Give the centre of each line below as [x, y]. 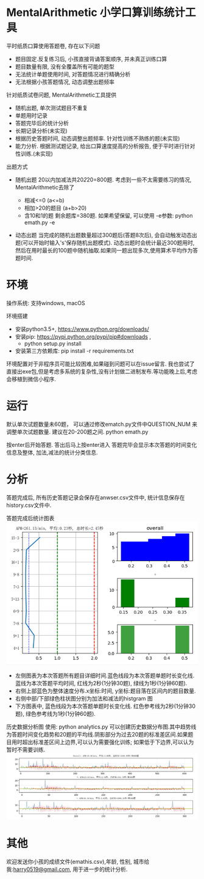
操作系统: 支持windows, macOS [46, 303]
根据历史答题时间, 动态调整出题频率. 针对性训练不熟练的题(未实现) [97, 138]
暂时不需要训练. [26, 750]
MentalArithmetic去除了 [45, 187]
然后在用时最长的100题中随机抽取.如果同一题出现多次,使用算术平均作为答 [107, 250]
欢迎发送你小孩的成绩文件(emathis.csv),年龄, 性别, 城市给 [78, 862]
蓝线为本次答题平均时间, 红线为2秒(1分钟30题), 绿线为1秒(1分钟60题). [101, 683]
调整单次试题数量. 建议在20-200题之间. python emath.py [77, 432]
